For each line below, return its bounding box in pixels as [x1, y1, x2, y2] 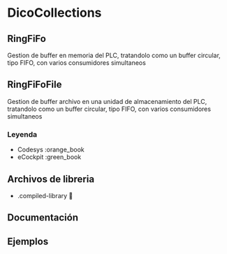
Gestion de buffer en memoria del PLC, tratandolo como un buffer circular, [7, 51, 221, 59]
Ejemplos [7, 235, 49, 247]
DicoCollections [7, 5, 102, 21]
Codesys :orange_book [17, 145, 85, 154]
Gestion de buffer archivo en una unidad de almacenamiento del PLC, [7, 97, 207, 105]
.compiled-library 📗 [17, 191, 73, 200]
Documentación [7, 211, 79, 224]
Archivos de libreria [7, 173, 95, 185]
